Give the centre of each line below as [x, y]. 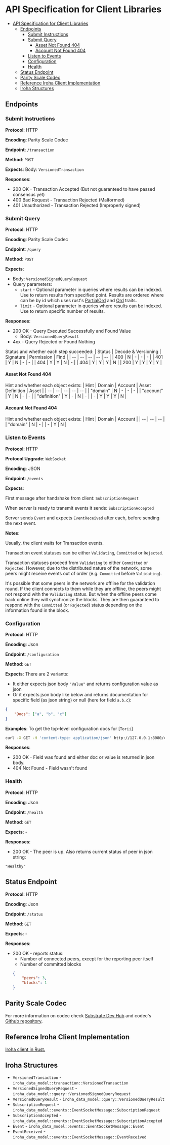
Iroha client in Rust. [25, 1049]
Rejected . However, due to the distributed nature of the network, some [79, 568]
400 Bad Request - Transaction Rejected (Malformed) [69, 200]
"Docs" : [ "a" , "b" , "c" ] [40, 714]
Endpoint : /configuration [32, 654]
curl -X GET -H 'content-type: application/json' [59, 738]
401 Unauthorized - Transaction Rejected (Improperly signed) [76, 205]
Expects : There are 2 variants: [37, 674]
